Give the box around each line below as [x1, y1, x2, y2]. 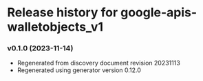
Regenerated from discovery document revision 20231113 [17, 59, 180, 67]
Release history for [7, 5, 118, 20]
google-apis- [120, 5, 197, 20]
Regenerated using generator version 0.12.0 [17, 66, 141, 74]
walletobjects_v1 [7, 19, 104, 35]
